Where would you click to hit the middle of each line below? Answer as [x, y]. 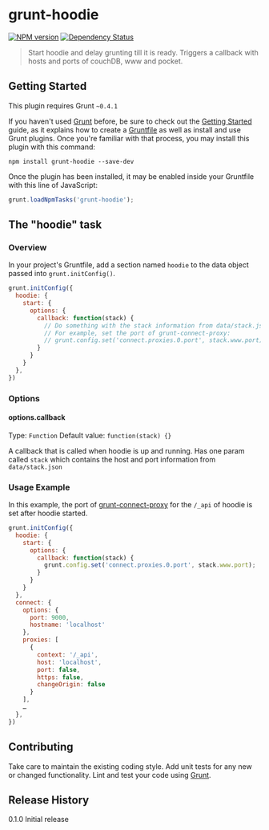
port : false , [59, 669]
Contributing [41, 747]
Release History [49, 800]
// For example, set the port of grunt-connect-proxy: [137, 333]
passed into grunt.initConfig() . [62, 274]
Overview [28, 247]
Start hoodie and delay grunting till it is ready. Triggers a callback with [143, 52]
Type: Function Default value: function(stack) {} [90, 435]
